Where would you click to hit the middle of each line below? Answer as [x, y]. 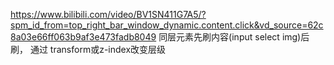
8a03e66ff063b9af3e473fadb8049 [83, 37]
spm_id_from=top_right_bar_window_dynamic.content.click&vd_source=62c [167, 25]
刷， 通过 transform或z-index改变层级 [88, 49]
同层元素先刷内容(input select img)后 [234, 37]
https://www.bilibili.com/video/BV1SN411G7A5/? [108, 14]
